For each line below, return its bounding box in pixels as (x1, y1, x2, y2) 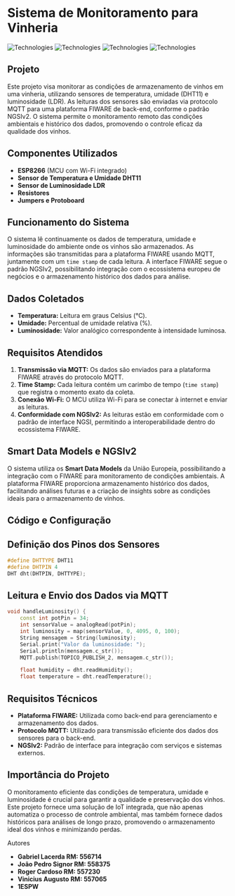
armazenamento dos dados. (17, 719, 99, 727)
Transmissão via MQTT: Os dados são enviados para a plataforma (17, 366, 211, 373)
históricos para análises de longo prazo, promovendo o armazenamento (7, 817, 215, 826)
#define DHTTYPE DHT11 (7, 557, 74, 564)
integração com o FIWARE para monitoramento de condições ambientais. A (7, 471, 225, 480)
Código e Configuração (7, 515, 112, 527)
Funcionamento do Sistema (7, 216, 130, 228)
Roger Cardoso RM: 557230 (17, 867, 100, 876)
